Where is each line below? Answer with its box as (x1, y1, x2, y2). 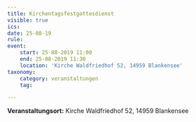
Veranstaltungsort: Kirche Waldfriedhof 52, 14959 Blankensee (7, 107, 189, 115)
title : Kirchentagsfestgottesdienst (7, 10, 114, 17)
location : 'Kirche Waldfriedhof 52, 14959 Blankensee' (20, 62, 183, 69)
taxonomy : (7, 68, 36, 75)
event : (7, 43, 27, 49)
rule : (7, 36, 23, 43)
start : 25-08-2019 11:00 (20, 49, 92, 56)
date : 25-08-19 (7, 29, 52, 37)
